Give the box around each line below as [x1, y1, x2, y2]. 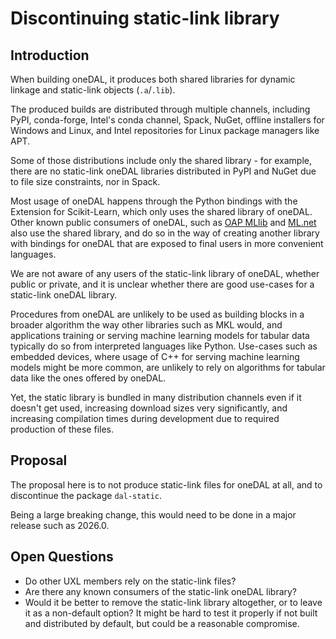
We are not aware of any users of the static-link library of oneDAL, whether [10, 268, 320, 279]
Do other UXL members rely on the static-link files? [24, 575, 237, 587]
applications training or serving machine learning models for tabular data [10, 330, 310, 341]
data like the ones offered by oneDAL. [10, 372, 167, 384]
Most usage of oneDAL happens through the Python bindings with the [10, 195, 298, 207]
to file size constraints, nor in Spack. [10, 176, 161, 187]
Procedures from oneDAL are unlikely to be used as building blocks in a [10, 308, 305, 320]
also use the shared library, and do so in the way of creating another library [10, 227, 320, 239]
